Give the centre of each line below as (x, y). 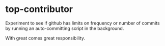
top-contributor (39, 9)
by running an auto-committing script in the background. (65, 28)
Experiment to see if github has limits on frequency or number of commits (82, 23)
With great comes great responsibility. (45, 38)
